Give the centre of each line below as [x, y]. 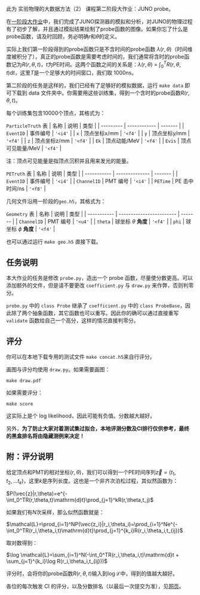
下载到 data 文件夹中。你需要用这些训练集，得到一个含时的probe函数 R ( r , [100, 93]
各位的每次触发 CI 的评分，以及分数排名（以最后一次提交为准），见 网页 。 [95, 586]
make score [20, 404]
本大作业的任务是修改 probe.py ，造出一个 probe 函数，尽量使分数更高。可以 [99, 278]
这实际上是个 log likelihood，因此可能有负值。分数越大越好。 [81, 416]
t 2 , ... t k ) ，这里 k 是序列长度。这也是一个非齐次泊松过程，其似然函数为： [92, 481]
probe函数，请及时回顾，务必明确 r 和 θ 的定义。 [63, 36]
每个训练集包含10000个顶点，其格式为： [56, 113]
